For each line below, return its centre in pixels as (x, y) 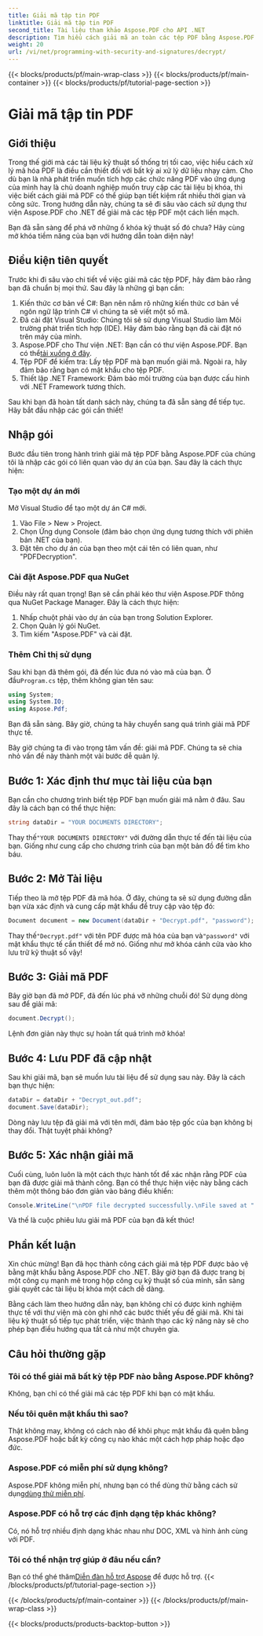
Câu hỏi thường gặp (57, 1354)
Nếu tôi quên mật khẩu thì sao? (68, 1414)
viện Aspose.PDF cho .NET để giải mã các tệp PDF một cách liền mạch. (124, 212)
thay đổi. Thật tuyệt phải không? (60, 1130)
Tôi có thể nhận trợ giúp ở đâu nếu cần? (84, 1559)
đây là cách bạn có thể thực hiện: (62, 808)
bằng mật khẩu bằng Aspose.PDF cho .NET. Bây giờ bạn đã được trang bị (126, 1272)
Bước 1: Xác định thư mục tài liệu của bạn (110, 781)
